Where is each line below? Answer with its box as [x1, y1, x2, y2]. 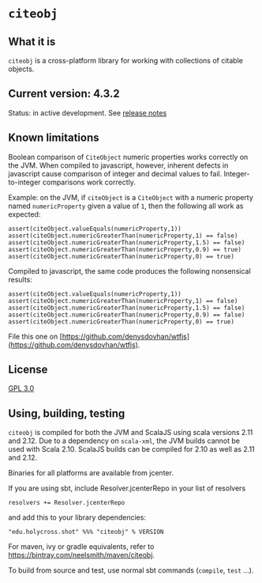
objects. [8, 64, 35, 74]
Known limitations [8, 131, 99, 145]
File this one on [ [8, 331, 63, 341]
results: [8, 274, 33, 284]
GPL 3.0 [8, 384, 35, 393]
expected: [8, 209, 41, 219]
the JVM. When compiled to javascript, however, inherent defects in [8, 161, 229, 170]
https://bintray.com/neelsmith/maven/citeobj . [8, 551, 155, 560]
